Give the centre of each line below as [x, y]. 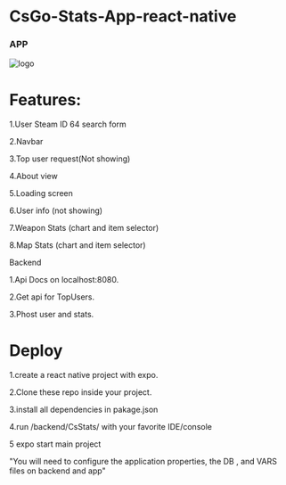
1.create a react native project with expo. [84, 375]
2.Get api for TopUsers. [52, 297]
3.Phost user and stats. [52, 315]
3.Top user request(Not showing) [70, 159]
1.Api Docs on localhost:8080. [64, 280]
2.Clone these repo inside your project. [81, 392]
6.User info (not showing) [56, 210]
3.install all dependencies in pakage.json [84, 410]
